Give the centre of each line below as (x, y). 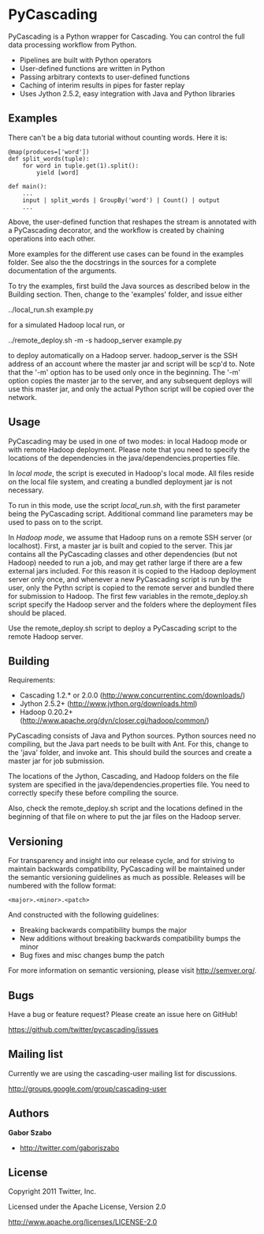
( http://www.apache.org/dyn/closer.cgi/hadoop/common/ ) (114, 720)
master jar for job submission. (56, 761)
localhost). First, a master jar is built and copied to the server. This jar (121, 545)
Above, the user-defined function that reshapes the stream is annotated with (132, 222)
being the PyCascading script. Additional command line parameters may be (131, 514)
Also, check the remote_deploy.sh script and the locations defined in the (125, 808)
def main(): (28, 186)
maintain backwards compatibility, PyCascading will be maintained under (127, 869)
